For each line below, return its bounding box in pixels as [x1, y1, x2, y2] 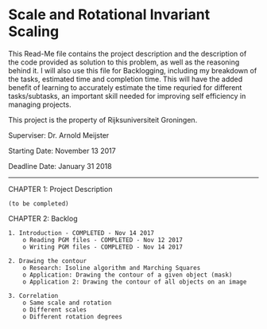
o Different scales [22, 305, 87, 314]
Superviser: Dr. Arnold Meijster [8, 130, 110, 140]
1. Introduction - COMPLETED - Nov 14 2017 [8, 229, 155, 237]
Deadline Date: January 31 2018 [8, 161, 113, 170]
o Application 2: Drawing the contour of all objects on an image [22, 277, 247, 286]
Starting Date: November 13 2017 [8, 146, 117, 155]
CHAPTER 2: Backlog [8, 213, 78, 223]
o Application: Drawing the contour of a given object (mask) [22, 271, 233, 279]
